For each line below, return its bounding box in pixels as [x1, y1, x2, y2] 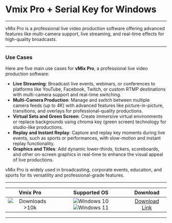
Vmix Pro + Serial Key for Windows [5, 4, 157, 15]
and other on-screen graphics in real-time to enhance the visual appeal [12, 151, 163, 158]
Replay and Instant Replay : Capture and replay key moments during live [12, 129, 165, 136]
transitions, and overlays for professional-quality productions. [12, 108, 143, 114]
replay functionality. [12, 141, 55, 147]
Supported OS [73, 189, 109, 196]
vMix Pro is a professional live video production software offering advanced [5, 25, 165, 31]
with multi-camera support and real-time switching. [12, 92, 121, 98]
